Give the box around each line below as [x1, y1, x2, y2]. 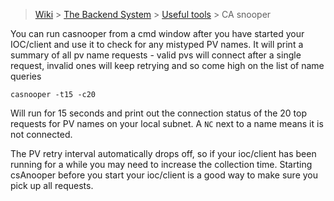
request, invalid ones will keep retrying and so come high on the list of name [10, 60, 325, 71]
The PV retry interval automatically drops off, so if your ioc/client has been [10, 148, 317, 159]
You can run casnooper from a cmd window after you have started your [10, 28, 305, 39]
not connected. [10, 129, 73, 140]
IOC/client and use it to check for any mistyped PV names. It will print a [10, 39, 304, 50]
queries [10, 70, 42, 82]
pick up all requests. [10, 180, 94, 191]
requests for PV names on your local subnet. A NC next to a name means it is [10, 118, 324, 129]
